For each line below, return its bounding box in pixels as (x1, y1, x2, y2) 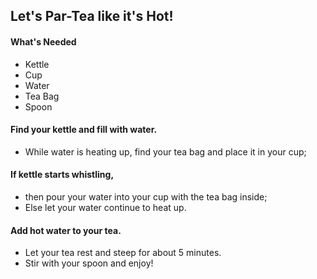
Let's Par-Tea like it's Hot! (10, 8, 174, 25)
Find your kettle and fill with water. (10, 124, 158, 136)
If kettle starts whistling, (10, 169, 115, 181)
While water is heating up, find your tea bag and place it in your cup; (24, 145, 307, 158)
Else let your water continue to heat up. (24, 202, 187, 213)
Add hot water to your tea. (10, 224, 122, 236)
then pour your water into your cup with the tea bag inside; (24, 191, 268, 203)
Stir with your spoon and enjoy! (24, 257, 154, 269)
